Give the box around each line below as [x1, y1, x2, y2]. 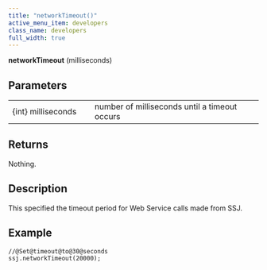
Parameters [8, 79, 68, 92]
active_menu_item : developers [8, 19, 109, 27]
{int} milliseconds [12, 106, 77, 118]
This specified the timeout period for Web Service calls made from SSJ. [8, 203, 243, 213]
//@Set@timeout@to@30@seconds [8, 247, 109, 255]
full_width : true [8, 33, 66, 42]
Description [8, 182, 68, 195]
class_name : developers [8, 26, 87, 34]
